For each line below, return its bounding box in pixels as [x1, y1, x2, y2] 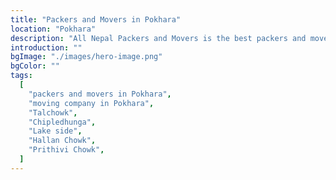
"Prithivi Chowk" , [28, 145, 105, 155]
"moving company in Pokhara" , [28, 98, 155, 108]
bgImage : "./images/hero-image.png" [10, 52, 163, 62]
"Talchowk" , [28, 107, 78, 118]
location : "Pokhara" [10, 24, 97, 34]
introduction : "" [10, 42, 83, 53]
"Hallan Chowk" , [28, 136, 97, 146]
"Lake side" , [28, 126, 83, 136]
